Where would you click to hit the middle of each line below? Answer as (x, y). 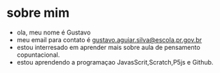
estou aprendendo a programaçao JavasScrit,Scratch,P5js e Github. (115, 62)
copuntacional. (38, 55)
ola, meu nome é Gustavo (54, 32)
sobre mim (38, 13)
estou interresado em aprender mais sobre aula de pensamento (108, 47)
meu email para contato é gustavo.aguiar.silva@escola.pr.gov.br (109, 39)
